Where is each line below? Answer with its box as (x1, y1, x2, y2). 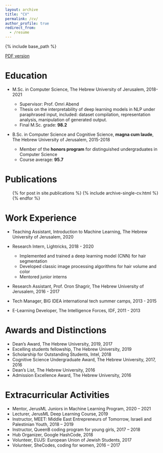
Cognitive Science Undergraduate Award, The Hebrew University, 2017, (12, 356, 156, 362)
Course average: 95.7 (19, 157, 64, 162)
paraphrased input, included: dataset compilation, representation (19, 111, 151, 117)
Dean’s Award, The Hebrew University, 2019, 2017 (12, 341, 113, 346)
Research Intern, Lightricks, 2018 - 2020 (12, 243, 94, 249)
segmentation (19, 258, 47, 264)
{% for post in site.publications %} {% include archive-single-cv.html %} (12, 190, 159, 196)
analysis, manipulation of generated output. (19, 116, 108, 123)
